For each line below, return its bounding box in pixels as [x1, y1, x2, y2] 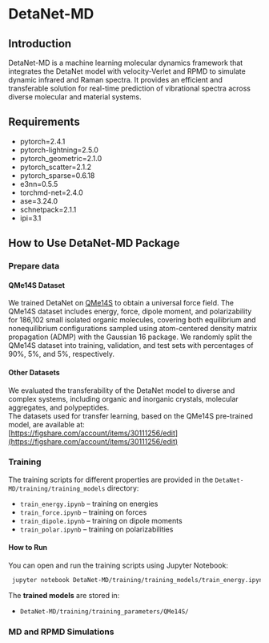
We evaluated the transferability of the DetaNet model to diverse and [8, 386, 235, 395]
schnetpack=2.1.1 [19, 204, 77, 214]
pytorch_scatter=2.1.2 [19, 162, 92, 172]
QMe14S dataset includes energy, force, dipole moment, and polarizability [8, 306, 252, 317]
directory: [106, 483, 139, 493]
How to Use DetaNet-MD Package [8, 237, 180, 250]
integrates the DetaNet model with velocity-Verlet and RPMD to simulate [8, 67, 246, 76]
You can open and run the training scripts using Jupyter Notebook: [8, 560, 228, 570]
